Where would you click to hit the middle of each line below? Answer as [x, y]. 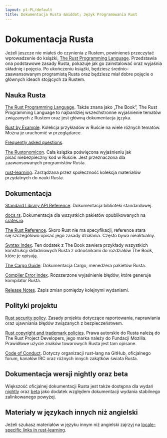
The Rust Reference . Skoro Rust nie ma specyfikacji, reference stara [75, 230]
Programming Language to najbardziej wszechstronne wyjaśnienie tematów [83, 112]
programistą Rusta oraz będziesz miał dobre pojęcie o [98, 74]
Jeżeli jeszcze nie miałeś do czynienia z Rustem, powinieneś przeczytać [79, 53]
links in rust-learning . [44, 430]
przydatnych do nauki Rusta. [34, 178]
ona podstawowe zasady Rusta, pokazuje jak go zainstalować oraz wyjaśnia [84, 63]
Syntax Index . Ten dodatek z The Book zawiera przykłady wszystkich [77, 245]
